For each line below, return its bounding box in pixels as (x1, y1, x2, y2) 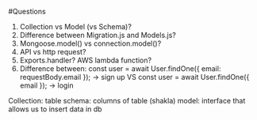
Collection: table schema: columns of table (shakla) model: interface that (8, 96, 246, 105)
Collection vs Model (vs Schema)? (19, 22, 132, 31)
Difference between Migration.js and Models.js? (19, 31, 176, 39)
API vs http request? (19, 47, 86, 56)
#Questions (8, 7, 46, 16)
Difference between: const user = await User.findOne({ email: (19, 64, 221, 73)
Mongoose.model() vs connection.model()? (19, 39, 162, 48)
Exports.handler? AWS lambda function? (19, 55, 152, 65)
